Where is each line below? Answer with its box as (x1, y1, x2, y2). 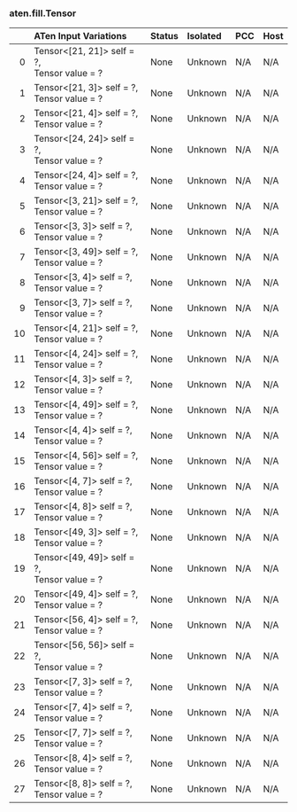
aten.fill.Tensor (9, 7, 77, 20)
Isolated (187, 30, 223, 43)
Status (149, 30, 179, 43)
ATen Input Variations (34, 30, 127, 43)
